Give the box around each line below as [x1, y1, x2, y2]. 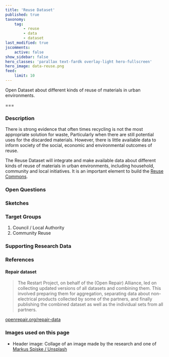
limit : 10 [14, 73, 35, 78]
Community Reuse [12, 230, 51, 236]
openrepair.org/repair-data [5, 317, 61, 323]
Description [5, 115, 35, 122]
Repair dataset [5, 269, 37, 275]
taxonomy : [5, 17, 26, 22]
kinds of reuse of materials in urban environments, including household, [5, 163, 155, 169]
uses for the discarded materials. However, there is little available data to [5, 137, 156, 143]
